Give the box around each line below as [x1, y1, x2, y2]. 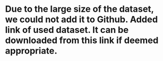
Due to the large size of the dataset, [5, 3, 154, 15]
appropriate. [5, 45, 58, 57]
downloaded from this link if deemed [5, 35, 159, 46]
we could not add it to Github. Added [5, 14, 158, 25]
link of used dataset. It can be [5, 25, 129, 35]
